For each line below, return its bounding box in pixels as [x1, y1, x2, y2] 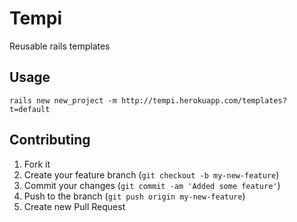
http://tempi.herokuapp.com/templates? [120, 95, 287, 106]
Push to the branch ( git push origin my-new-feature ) [23, 190, 246, 202]
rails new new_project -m [9, 95, 117, 106]
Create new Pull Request [23, 200, 126, 212]
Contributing [9, 132, 91, 149]
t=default [9, 104, 51, 114]
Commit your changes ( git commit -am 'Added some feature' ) [23, 179, 281, 191]
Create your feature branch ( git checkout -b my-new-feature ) [23, 168, 280, 181]
